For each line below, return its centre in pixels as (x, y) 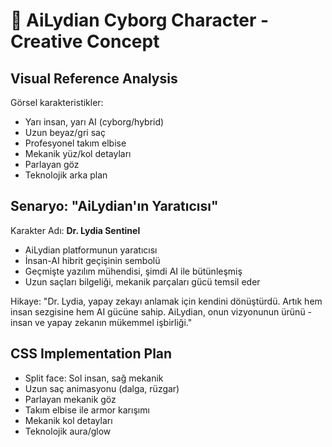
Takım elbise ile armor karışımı (87, 410)
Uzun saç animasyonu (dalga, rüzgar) (102, 388)
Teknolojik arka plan (66, 175)
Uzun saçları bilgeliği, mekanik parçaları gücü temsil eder (142, 281)
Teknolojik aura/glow (68, 431)
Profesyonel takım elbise (75, 143)
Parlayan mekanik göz (70, 399)
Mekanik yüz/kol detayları (78, 153)
